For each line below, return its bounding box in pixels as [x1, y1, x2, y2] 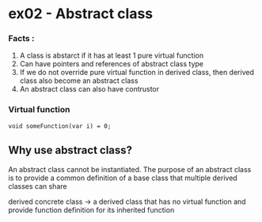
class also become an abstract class [19, 76, 139, 85]
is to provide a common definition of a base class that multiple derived [8, 173, 237, 182]
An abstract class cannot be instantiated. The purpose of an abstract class [8, 164, 252, 174]
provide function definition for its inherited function [8, 205, 175, 214]
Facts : [8, 33, 35, 44]
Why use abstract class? [8, 144, 133, 157]
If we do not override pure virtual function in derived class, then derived [19, 68, 255, 77]
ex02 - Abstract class [8, 5, 154, 23]
